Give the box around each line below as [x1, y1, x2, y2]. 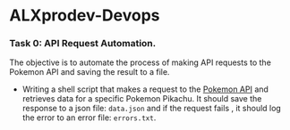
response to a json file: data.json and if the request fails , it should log [21, 103, 282, 114]
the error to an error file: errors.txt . [21, 112, 157, 123]
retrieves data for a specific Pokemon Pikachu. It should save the [21, 93, 262, 104]
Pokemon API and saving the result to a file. [9, 67, 170, 77]
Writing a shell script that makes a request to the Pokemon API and [21, 84, 269, 94]
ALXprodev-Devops [9, 5, 160, 26]
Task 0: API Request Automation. [9, 37, 157, 50]
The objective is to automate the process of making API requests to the [9, 57, 271, 68]
